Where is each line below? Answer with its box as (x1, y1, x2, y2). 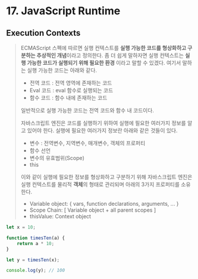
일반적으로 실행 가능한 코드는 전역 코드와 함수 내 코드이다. (20, 107, 155, 114)
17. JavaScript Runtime (6, 4, 121, 18)
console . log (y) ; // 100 (6, 268, 65, 274)
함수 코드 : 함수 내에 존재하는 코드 (29, 94, 108, 101)
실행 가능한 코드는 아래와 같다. (27, 67, 97, 74)
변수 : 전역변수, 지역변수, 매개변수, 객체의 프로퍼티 (29, 140, 146, 146)
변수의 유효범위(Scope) (29, 155, 85, 161)
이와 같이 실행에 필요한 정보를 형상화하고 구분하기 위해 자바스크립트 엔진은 (20, 174, 193, 180)
